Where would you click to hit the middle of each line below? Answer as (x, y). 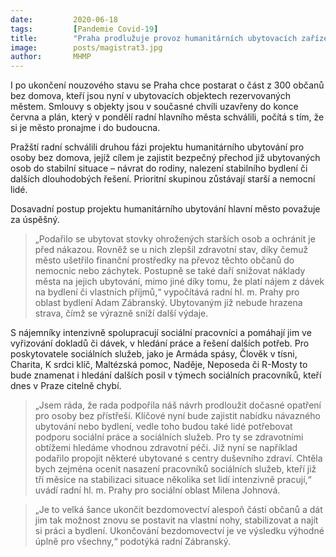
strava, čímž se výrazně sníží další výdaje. (121, 313)
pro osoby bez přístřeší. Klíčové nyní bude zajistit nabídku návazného (177, 416)
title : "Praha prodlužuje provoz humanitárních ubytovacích (154, 38)
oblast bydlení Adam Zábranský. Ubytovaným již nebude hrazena (168, 303)
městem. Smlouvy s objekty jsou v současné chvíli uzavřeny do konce (154, 107)
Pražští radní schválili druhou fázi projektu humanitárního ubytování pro (157, 147)
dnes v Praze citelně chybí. (66, 386)
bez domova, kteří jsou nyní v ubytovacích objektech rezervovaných (150, 96)
